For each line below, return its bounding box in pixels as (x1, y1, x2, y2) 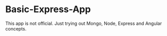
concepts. (5, 25, 27, 31)
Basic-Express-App (5, 4, 91, 15)
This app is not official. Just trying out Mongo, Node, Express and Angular (5, 20, 162, 26)
